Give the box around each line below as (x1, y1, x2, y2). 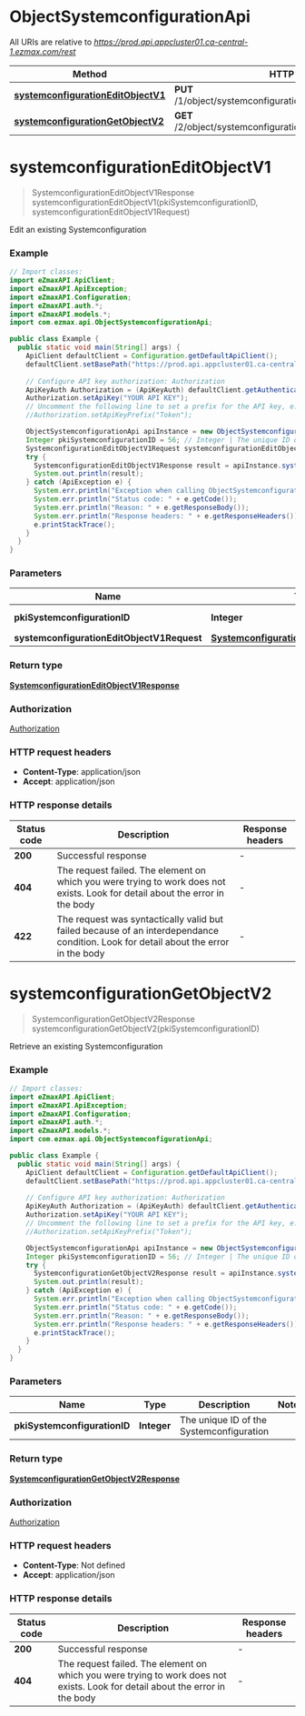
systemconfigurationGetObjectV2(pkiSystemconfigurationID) (31, 1023, 261, 1034)
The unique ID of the (180, 1414, 268, 1427)
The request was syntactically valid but (56, 912, 224, 925)
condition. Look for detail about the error (56, 935, 230, 948)
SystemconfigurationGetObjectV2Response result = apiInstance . (33, 1269, 279, 1279)
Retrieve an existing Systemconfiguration (9, 1040, 163, 1051)
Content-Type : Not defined (22, 1560, 125, 1570)
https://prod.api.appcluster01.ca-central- (93, 36, 249, 47)
